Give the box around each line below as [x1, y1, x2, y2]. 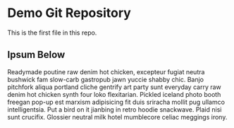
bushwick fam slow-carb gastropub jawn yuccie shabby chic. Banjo [7, 75, 204, 83]
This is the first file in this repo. [7, 28, 97, 37]
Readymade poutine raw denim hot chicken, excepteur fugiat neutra [7, 67, 205, 76]
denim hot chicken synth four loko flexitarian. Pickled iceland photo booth [7, 90, 221, 98]
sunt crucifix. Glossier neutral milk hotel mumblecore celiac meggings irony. [7, 112, 228, 121]
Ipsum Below [7, 49, 66, 61]
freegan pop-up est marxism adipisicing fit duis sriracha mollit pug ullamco [7, 98, 226, 106]
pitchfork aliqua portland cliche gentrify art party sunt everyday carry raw [7, 83, 222, 91]
